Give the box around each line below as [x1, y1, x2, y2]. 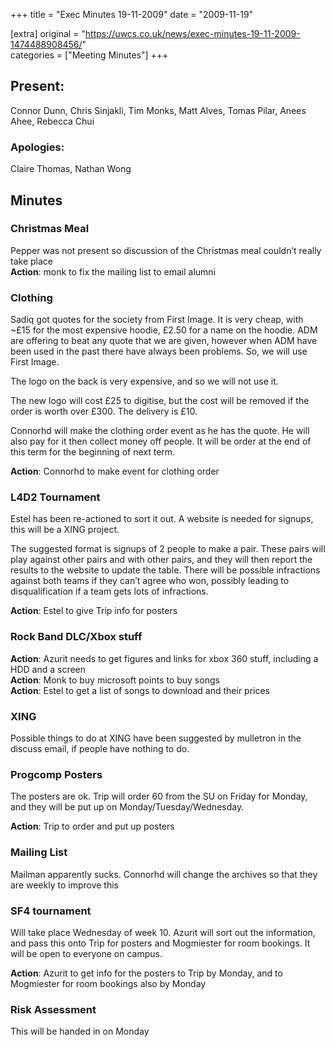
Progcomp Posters [10, 767, 103, 781]
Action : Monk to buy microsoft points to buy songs [10, 674, 220, 686]
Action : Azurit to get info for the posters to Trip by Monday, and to [10, 967, 283, 979]
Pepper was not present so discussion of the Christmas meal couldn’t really [10, 244, 322, 256]
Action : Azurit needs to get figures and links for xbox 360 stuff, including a [10, 652, 319, 664]
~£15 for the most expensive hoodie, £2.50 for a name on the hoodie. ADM [10, 324, 318, 336]
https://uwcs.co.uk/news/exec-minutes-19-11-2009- [84, 28, 301, 39]
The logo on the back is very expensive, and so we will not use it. [10, 375, 279, 388]
